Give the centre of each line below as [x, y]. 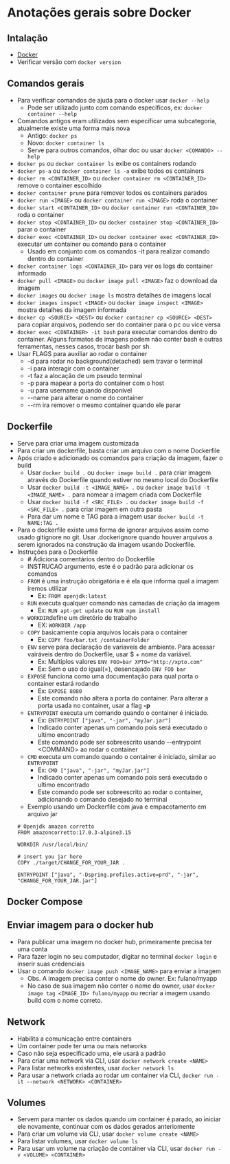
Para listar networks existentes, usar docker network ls [95, 1068]
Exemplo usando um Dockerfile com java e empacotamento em [117, 807]
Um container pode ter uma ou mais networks [82, 1046]
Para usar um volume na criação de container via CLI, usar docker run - [119, 1149]
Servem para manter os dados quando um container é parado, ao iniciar [119, 1119]
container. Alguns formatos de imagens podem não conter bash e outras [120, 339]
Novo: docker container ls [66, 143]
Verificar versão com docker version [69, 62]
